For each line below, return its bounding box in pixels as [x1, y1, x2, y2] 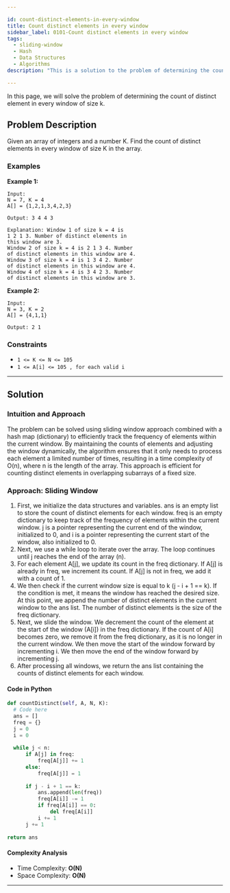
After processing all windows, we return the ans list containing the [16, 662, 204, 670]
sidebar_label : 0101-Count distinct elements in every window [7, 29, 188, 36]
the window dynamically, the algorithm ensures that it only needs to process [7, 446, 222, 455]
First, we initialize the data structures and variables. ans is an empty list [16, 501, 219, 510]
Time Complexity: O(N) [16, 864, 83, 872]
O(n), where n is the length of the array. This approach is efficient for [7, 461, 201, 470]
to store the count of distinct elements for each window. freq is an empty [16, 509, 222, 517]
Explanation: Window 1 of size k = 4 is [7, 226, 125, 233]
